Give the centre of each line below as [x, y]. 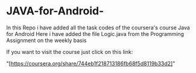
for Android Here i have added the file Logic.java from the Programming [95, 34]
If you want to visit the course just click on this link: [70, 51]
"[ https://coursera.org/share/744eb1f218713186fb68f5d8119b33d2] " [91, 63]
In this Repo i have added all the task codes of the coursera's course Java [98, 28]
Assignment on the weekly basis [46, 40]
